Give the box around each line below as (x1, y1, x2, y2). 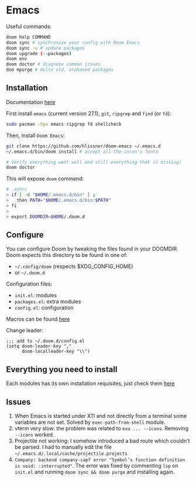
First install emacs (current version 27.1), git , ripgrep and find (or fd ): (6, 109, 171, 117)
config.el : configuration (14, 304, 74, 311)
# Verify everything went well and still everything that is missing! (6, 159, 182, 165)
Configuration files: (6, 280, 53, 287)
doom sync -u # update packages (6, 45, 85, 51)
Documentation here (6, 98, 56, 105)
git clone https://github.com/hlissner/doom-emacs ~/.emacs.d (6, 143, 161, 149)
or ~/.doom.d (14, 269, 45, 276)
